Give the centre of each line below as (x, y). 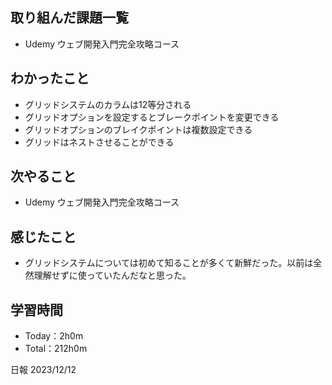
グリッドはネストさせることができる (99, 142)
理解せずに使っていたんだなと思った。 (112, 275)
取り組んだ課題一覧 (69, 18)
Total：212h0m (56, 349)
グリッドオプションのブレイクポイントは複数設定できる (138, 129)
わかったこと (50, 78)
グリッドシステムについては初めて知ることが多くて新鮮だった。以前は (169, 263)
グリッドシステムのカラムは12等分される (108, 104)
